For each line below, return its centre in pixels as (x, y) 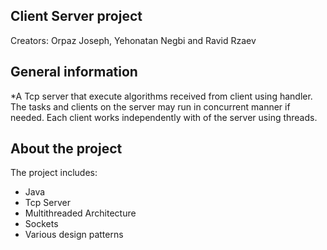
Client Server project (76, 16)
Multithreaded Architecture (80, 213)
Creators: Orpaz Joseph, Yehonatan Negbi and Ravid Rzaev (133, 40)
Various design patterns (74, 235)
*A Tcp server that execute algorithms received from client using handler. (161, 96)
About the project (66, 149)
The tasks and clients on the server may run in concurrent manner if (150, 106)
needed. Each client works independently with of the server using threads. (164, 117)
